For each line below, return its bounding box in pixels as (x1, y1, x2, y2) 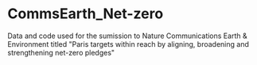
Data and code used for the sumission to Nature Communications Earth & (7, 31, 247, 40)
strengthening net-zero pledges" (7, 48, 115, 57)
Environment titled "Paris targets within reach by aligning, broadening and (7, 39, 250, 48)
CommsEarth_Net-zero (7, 5, 164, 23)
